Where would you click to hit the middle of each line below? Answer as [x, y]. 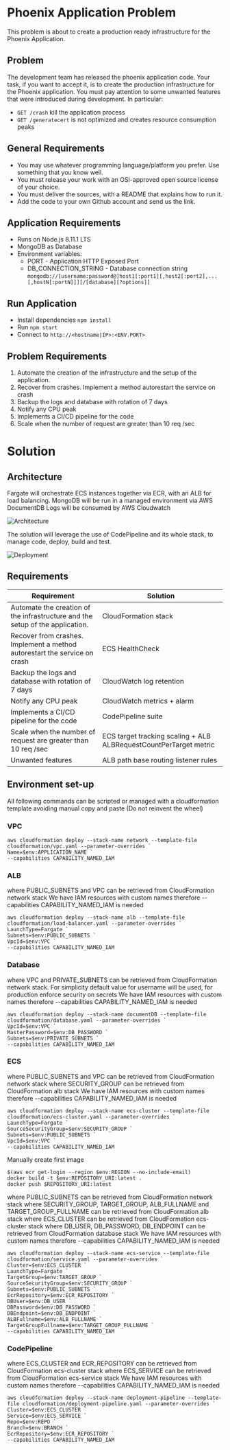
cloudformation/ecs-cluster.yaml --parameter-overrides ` [91, 1116]
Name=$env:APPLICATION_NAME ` [50, 852]
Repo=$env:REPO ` [32, 1422]
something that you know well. [60, 172]
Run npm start [37, 327]
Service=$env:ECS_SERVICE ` [47, 1416]
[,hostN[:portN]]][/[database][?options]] [89, 283]
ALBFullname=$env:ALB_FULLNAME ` [55, 1319]
